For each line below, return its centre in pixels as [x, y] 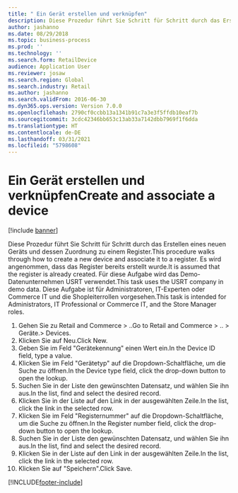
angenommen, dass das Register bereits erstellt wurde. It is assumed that [114, 267]
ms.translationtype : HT [43, 126]
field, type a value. [45, 356]
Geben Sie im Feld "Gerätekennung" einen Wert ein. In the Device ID [117, 348]
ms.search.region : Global [46, 80]
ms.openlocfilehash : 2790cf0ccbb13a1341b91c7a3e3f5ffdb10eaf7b [103, 113]
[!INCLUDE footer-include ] [46, 482]
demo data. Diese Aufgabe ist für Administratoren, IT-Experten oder [107, 289]
